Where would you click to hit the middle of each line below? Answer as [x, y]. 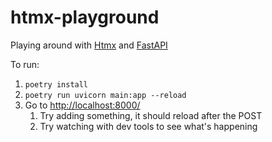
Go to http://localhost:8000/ [82, 105]
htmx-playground [85, 17]
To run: [25, 64]
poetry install [56, 84]
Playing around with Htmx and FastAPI [89, 45]
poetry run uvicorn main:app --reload [105, 95]
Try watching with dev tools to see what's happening [148, 126]
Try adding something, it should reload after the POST [151, 115]
